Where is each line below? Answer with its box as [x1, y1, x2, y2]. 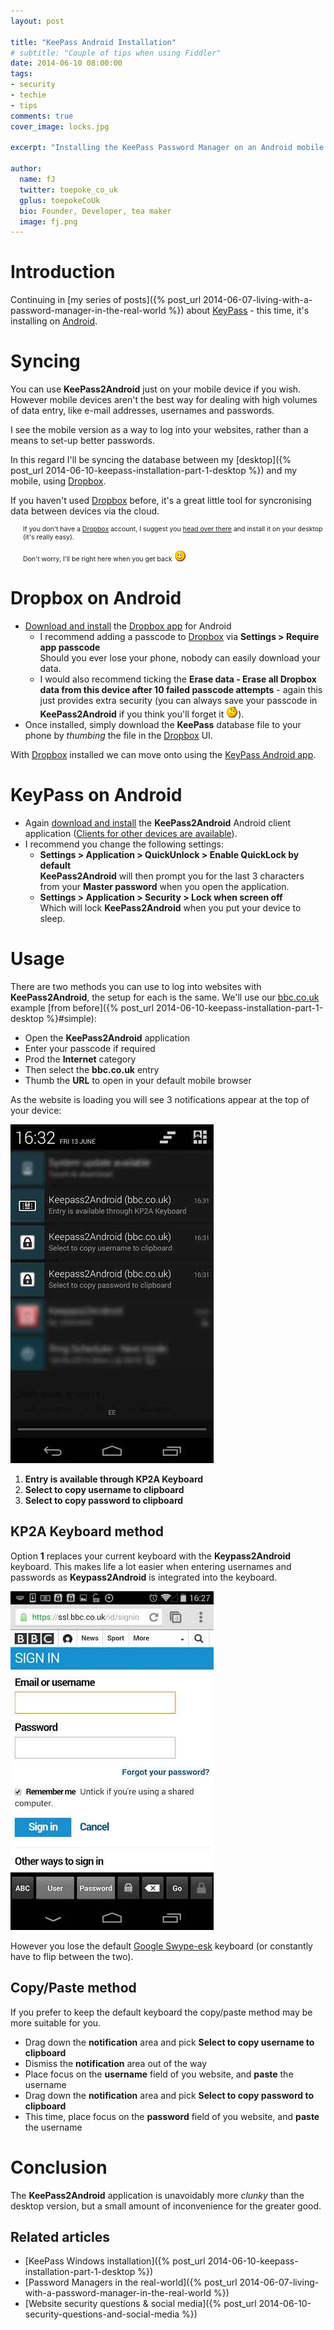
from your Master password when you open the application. [39, 881, 290, 892]
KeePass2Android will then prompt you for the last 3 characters [39, 870, 305, 882]
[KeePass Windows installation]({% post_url [24, 2255, 206, 2267]
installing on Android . [10, 315, 98, 327]
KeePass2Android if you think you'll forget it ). [39, 708, 245, 720]
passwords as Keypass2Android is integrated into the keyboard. [10, 1571, 278, 1583]
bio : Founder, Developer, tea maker [19, 206, 172, 216]
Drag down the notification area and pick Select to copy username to [24, 2036, 315, 2048]
